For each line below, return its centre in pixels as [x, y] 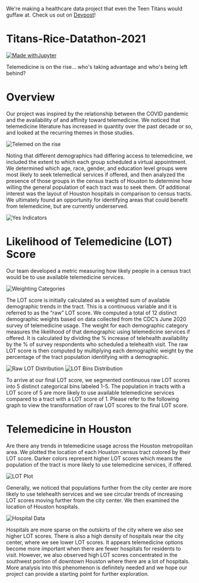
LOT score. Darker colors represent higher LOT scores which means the [94, 458]
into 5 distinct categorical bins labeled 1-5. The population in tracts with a [96, 386]
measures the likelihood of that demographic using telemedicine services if [98, 332]
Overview [31, 97]
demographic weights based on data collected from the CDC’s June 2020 [96, 319]
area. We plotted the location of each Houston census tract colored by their [99, 452]
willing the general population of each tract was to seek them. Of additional [98, 187]
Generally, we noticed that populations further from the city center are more [99, 487]
